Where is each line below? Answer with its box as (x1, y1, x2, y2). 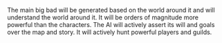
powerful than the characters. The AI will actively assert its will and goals (7, 21, 215, 28)
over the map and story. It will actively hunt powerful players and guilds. (7, 28, 212, 36)
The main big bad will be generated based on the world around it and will (7, 6, 216, 14)
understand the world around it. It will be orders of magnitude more (7, 13, 199, 21)
